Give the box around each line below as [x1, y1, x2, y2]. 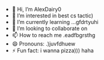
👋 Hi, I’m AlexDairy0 [11, 6, 62, 13]
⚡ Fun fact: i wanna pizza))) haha [11, 47, 94, 54]
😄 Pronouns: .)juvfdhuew [11, 40, 76, 47]
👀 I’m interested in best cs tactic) [11, 12, 94, 19]
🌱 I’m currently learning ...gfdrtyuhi [11, 19, 99, 25]
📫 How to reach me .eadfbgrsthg [11, 32, 96, 38]
